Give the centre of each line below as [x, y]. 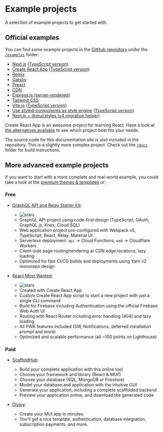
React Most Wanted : [32, 276]
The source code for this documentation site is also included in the [72, 139]
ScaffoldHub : [25, 360]
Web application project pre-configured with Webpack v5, [78, 230]
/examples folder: [22, 54]
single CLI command [40, 300]
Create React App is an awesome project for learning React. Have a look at [80, 125]
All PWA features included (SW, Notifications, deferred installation [85, 326]
